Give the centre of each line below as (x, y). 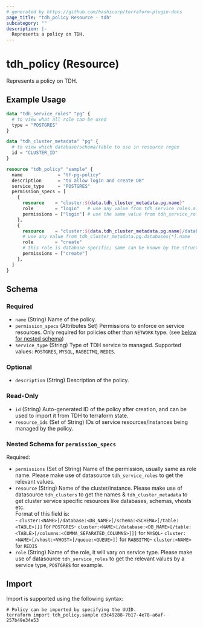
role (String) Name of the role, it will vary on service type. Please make (104, 553)
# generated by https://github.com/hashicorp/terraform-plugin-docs (94, 12)
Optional (19, 367)
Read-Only (23, 396)
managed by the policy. (44, 428)
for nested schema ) (40, 339)
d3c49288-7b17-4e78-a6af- (133, 615)
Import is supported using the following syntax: (65, 598)
